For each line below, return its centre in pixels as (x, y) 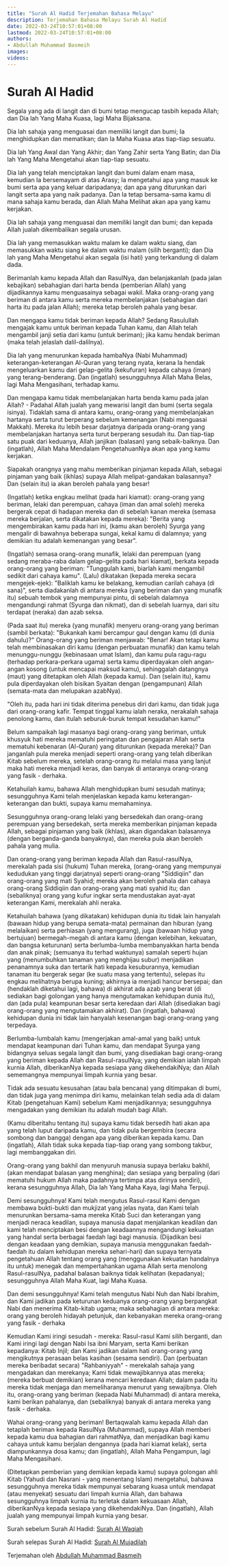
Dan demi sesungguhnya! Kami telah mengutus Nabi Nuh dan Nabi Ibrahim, (113, 1293)
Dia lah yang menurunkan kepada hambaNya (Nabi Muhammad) (97, 355)
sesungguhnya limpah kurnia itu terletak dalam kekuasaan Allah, (97, 1501)
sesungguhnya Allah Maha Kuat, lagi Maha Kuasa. (77, 1280)
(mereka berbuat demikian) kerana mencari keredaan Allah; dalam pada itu (112, 1380)
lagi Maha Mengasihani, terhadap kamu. (64, 384)
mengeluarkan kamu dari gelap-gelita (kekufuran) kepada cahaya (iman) (109, 370)
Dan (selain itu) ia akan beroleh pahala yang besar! (79, 483)
